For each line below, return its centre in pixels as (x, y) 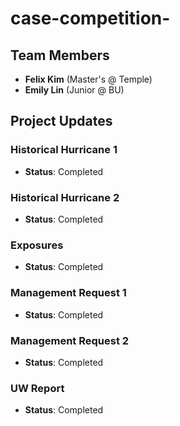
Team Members (60, 55)
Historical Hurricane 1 (64, 150)
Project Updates (61, 121)
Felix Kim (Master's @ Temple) (88, 79)
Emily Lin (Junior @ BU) (74, 90)
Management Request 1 (68, 293)
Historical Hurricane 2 (65, 197)
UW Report (37, 388)
